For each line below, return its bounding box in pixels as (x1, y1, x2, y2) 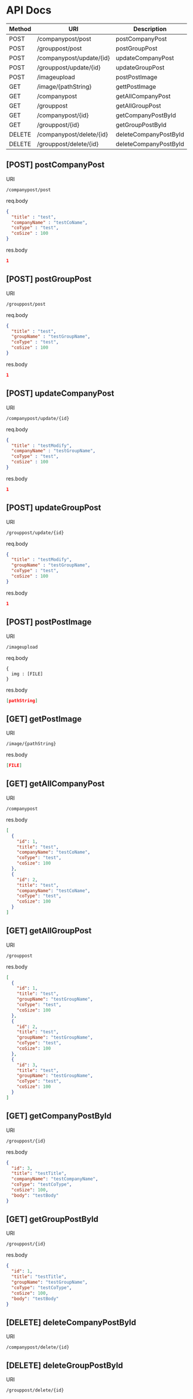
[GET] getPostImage (6, 714, 82, 724)
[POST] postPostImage (6, 617, 92, 627)
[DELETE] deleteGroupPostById (6, 1360, 123, 1370)
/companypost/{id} (37, 111, 89, 119)
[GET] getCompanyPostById (6, 1111, 111, 1121)
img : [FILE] (11, 671, 43, 677)
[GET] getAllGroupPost (6, 926, 92, 936)
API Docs (6, 4, 52, 17)
